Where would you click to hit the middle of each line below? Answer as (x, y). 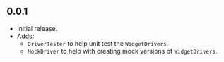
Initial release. (37, 28)
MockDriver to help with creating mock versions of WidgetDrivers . (122, 51)
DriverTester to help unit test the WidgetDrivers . (98, 43)
